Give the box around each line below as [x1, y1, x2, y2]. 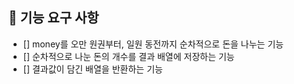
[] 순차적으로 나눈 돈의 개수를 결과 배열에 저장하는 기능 [22, 50, 235, 62]
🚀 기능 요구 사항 [8, 9, 100, 27]
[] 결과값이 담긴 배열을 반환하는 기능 [22, 63, 163, 75]
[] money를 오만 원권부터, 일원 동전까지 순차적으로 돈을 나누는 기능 [22, 38, 285, 50]
